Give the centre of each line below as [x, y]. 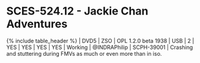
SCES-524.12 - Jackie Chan [77, 11]
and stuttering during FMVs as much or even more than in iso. [84, 53]
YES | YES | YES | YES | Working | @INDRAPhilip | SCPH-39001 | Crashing [100, 47]
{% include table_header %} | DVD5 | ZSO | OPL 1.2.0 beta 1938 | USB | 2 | [100, 41]
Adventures [37, 24]
